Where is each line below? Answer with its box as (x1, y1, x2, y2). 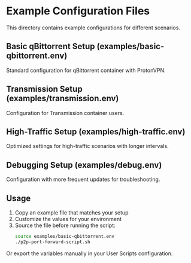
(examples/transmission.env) (6, 93, 119, 104)
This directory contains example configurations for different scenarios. (6, 24, 181, 31)
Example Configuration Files (6, 4, 150, 18)
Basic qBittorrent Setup (6, 41, 95, 52)
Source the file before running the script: (14, 222, 116, 229)
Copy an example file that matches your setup (14, 209, 129, 216)
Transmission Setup (6, 84, 83, 94)
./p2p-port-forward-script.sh (14, 238, 91, 245)
